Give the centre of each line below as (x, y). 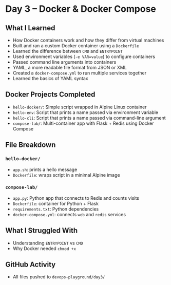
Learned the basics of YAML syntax (50, 78)
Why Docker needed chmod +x (44, 248)
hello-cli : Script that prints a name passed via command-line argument (89, 118)
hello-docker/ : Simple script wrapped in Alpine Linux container (80, 107)
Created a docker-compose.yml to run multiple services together (80, 73)
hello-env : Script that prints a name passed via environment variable (85, 112)
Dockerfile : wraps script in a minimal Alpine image (66, 175)
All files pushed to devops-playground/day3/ (59, 277)
